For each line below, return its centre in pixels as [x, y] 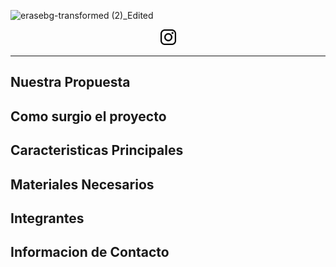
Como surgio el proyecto [88, 116]
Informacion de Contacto [90, 252]
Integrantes [47, 218]
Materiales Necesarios [82, 184]
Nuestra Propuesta [70, 82]
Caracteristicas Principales [97, 150]
